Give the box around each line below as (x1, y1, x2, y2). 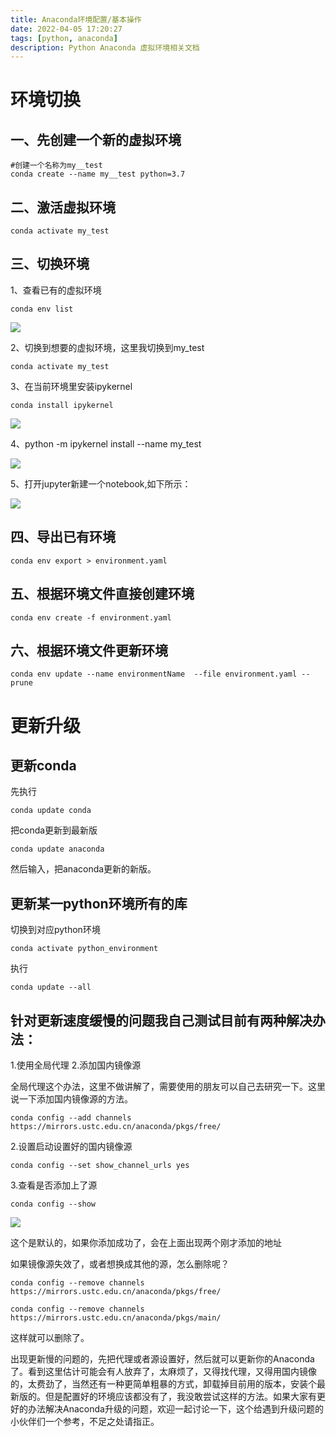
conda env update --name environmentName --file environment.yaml (10, 669, 298, 680)
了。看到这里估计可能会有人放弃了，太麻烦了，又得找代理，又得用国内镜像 (10, 1365, 317, 1377)
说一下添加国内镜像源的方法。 (10, 1092, 133, 1105)
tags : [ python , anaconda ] (10, 33, 118, 43)
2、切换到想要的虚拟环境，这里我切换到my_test (10, 341, 205, 353)
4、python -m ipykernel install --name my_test (10, 437, 202, 450)
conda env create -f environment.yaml (10, 612, 172, 623)
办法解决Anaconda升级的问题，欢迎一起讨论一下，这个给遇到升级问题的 (27, 1402, 324, 1415)
